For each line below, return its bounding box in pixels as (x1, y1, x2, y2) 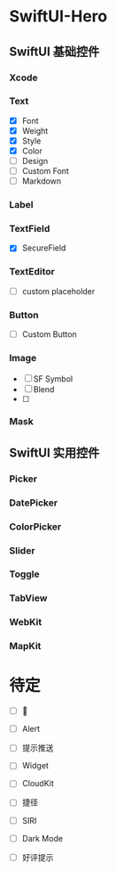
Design (21, 156, 49, 167)
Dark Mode (21, 833, 64, 843)
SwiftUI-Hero (9, 6, 108, 27)
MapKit (9, 640, 42, 653)
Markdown (21, 176, 62, 186)
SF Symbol (33, 373, 73, 384)
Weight (21, 125, 49, 136)
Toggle (9, 568, 40, 580)
